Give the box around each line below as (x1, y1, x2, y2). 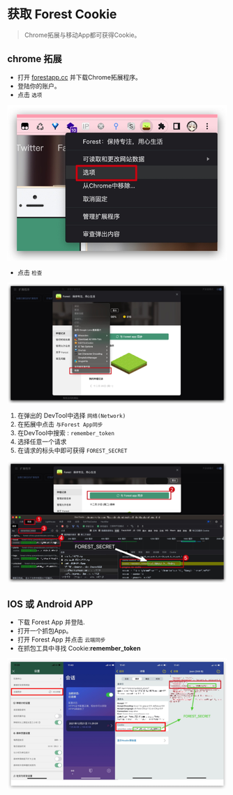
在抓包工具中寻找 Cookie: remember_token (17, 644, 141, 653)
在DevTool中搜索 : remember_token (17, 428, 115, 437)
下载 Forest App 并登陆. (17, 618, 85, 626)
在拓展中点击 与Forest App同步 (17, 420, 103, 428)
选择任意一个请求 (17, 437, 67, 446)
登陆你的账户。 (17, 82, 61, 90)
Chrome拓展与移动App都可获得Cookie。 (24, 31, 141, 39)
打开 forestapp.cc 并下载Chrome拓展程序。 (17, 73, 142, 81)
